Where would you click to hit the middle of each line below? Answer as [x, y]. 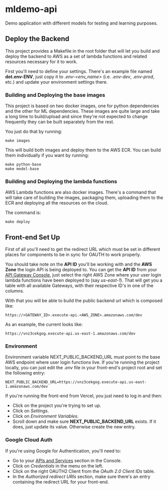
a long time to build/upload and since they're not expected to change [76, 117]
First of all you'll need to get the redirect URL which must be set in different [83, 250]
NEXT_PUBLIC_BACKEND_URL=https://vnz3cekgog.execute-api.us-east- [76, 382]
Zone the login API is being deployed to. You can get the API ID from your [81, 270]
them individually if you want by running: [47, 155]
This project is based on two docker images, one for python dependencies [82, 106]
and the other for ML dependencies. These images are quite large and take [82, 111]
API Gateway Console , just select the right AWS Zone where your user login [83, 275]
